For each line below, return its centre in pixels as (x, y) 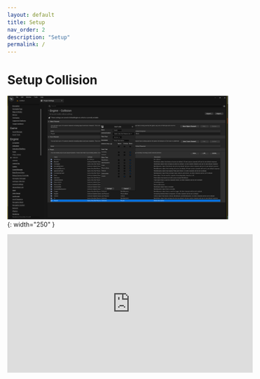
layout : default (31, 15)
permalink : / (26, 45)
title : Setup (26, 22)
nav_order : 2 (26, 30)
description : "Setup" (39, 37)
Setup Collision (53, 80)
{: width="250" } (31, 224)
